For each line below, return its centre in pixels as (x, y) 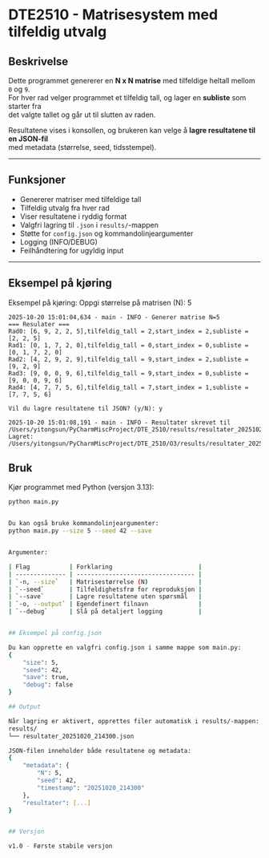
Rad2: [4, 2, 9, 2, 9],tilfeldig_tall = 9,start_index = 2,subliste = (128, 359)
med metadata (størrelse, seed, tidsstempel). (82, 147)
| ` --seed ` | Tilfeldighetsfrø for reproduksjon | (105, 589)
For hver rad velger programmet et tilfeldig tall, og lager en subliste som (127, 97)
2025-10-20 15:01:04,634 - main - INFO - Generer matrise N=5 (114, 317)
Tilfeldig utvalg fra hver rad (65, 208)
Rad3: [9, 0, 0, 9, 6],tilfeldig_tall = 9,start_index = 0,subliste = (128, 373)
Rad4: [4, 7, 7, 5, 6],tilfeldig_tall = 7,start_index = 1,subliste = (128, 387)
